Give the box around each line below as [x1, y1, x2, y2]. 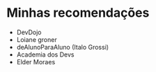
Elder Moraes [16, 57, 56, 66]
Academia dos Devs [16, 50, 75, 59]
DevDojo [16, 28, 42, 36]
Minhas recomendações [6, 5, 150, 21]
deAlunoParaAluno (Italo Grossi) [16, 43, 109, 51]
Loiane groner [16, 35, 57, 43]
